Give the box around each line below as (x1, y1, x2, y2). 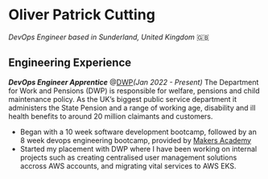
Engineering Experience (8, 56, 132, 70)
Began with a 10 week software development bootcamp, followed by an (19, 127, 258, 136)
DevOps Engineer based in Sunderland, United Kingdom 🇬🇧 (8, 32, 209, 42)
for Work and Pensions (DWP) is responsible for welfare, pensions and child (8, 86, 260, 96)
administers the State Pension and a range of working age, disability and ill (8, 103, 256, 112)
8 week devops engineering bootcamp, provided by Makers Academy (19, 135, 252, 145)
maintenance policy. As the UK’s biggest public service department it (8, 94, 237, 104)
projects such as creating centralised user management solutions (19, 153, 237, 162)
